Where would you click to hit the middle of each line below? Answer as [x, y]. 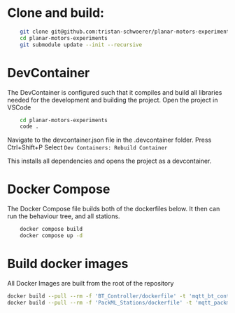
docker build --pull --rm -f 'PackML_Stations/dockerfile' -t [100, 302]
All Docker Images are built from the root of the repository [91, 283]
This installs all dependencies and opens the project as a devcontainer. [109, 161]
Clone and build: [56, 13]
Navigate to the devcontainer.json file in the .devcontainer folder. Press [109, 140]
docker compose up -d [51, 236]
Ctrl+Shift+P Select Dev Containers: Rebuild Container [87, 147]
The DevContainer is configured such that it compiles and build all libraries [115, 92]
